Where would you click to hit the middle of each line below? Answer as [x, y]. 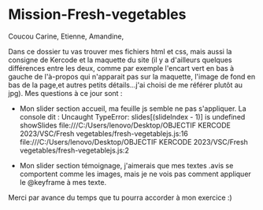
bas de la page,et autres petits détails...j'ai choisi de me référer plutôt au [125, 85]
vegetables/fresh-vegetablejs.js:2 [74, 150]
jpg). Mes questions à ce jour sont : [65, 93]
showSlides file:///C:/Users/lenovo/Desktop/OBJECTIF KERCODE [125, 125]
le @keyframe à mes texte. [63, 182]
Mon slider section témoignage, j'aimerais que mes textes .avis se [126, 165]
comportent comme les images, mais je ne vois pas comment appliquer [135, 174]
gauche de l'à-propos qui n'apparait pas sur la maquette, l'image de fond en [132, 76]
